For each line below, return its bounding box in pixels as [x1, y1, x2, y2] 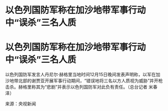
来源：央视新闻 [5, 101, 36, 107]
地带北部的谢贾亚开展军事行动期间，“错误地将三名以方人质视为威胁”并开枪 [9, 78, 163, 84]
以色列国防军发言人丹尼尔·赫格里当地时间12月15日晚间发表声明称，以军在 [5, 72, 156, 78]
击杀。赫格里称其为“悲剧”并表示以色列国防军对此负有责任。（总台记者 [5, 84, 148, 90]
